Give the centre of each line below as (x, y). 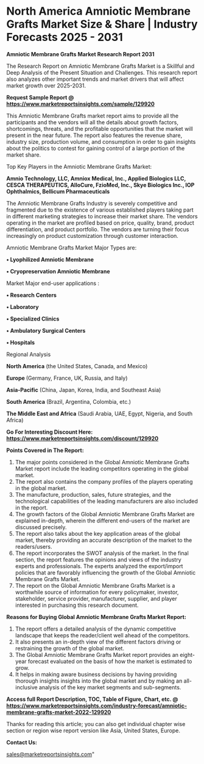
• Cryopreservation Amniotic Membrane (58, 271)
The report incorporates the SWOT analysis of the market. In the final (102, 553)
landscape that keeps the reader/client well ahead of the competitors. (102, 635)
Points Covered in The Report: (45, 450)
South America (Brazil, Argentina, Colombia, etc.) (69, 401)
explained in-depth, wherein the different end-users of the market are (102, 521)
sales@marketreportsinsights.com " (51, 754)
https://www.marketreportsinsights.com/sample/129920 (81, 104)
